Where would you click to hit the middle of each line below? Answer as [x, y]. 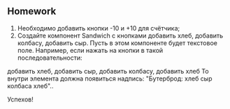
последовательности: [50, 58]
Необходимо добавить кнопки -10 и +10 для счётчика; [99, 28]
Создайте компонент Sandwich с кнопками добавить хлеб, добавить [120, 35]
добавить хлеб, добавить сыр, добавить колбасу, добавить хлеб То [108, 71]
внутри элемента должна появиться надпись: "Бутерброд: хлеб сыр [110, 78]
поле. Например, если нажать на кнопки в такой [90, 50]
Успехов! [20, 99]
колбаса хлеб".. [30, 85]
